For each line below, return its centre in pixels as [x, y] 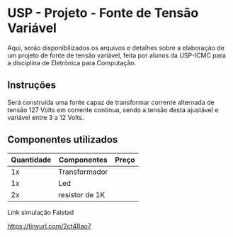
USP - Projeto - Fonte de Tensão [103, 13]
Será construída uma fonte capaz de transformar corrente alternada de [111, 102]
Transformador [83, 172]
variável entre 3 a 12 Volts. [46, 117]
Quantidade [31, 160]
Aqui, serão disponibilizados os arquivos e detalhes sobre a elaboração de [116, 48]
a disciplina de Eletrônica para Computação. [72, 62]
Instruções [32, 86]
